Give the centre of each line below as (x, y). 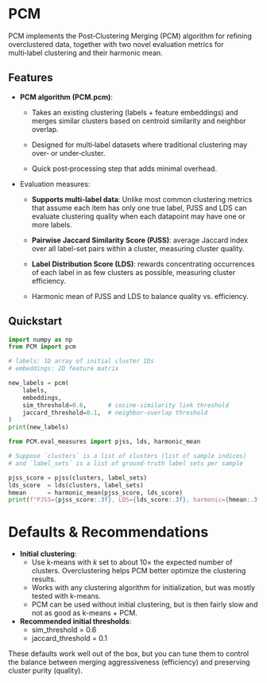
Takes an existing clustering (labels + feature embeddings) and (135, 112)
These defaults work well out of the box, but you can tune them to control (128, 654)
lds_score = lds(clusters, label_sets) (76, 485)
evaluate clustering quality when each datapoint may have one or (138, 216)
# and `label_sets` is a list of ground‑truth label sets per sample (126, 463)
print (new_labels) (39, 427)
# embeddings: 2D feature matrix (64, 369)
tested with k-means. (66, 596)
